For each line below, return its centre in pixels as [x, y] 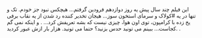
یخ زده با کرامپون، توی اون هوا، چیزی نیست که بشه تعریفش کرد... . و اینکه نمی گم [99, 22]
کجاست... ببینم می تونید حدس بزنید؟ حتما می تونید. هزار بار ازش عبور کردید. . [94, 28]
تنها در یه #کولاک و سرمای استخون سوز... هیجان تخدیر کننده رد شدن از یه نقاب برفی [101, 16]
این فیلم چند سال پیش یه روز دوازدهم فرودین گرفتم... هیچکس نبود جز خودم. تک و [98, 9]
